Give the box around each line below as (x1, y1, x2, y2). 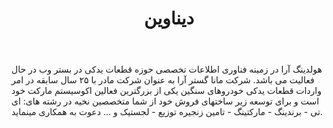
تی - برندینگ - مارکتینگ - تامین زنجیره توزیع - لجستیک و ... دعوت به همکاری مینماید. (11, 106, 323, 118)
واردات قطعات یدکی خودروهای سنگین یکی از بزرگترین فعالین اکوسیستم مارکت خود (11, 85, 322, 97)
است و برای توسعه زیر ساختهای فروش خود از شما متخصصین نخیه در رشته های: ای (11, 95, 320, 107)
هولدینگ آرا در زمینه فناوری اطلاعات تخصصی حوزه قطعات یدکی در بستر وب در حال (11, 63, 323, 76)
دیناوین (144, 7, 194, 30)
